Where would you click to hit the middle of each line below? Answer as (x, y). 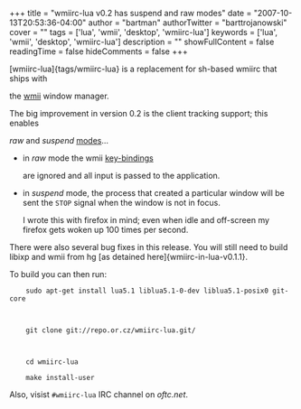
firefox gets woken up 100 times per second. (105, 230)
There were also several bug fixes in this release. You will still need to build (149, 247)
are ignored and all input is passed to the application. (121, 176)
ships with (28, 79)
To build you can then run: (58, 274)
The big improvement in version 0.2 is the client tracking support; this (139, 113)
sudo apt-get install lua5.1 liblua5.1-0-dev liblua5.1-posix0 (147, 291)
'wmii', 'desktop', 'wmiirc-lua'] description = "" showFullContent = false (142, 42)
